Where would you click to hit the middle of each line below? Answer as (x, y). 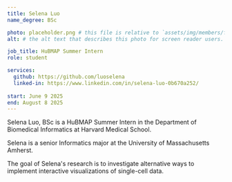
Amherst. (20, 150)
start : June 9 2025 (35, 96)
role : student (28, 58)
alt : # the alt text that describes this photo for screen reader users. (116, 39)
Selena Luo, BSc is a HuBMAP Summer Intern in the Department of (102, 122)
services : (21, 71)
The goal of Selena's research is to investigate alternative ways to (101, 164)
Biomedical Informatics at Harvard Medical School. (79, 129)
